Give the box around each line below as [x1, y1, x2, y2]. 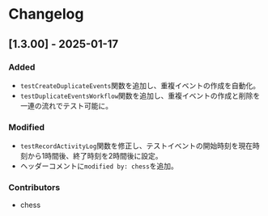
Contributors [8, 182, 61, 193]
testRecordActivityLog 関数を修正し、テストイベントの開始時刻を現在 [19, 141, 253, 150]
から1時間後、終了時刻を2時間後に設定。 [27, 151, 164, 161]
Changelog [8, 5, 84, 23]
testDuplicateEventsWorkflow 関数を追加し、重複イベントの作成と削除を [19, 91, 261, 100]
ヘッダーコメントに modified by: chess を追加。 [19, 161, 178, 171]
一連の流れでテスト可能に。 [19, 100, 113, 110]
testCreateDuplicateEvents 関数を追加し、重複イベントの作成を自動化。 [19, 80, 261, 90]
